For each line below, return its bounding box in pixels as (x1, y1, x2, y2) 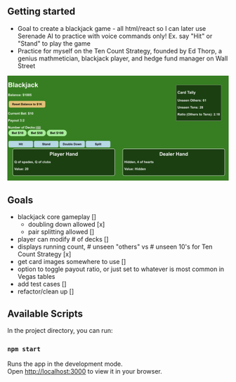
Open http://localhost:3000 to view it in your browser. (7, 367, 163, 376)
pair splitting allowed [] (27, 228, 95, 236)
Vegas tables (17, 272, 55, 281)
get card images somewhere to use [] (17, 258, 126, 266)
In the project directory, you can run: (7, 327, 113, 335)
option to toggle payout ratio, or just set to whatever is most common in (17, 265, 225, 273)
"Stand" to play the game (17, 39, 91, 48)
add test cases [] (17, 280, 67, 289)
